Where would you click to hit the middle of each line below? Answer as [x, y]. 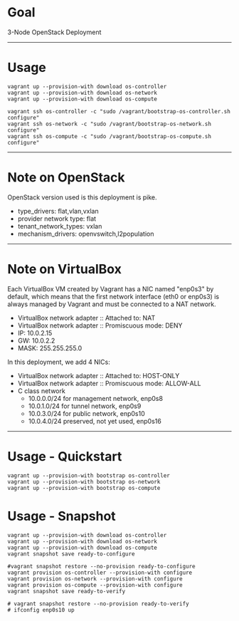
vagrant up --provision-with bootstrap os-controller [89, 475]
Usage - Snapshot [62, 516]
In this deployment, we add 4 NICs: [59, 362]
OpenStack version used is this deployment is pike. [83, 197]
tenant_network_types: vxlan [60, 226]
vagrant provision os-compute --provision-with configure [95, 585]
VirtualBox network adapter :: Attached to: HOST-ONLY [99, 375]
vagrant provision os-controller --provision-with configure [100, 573]
